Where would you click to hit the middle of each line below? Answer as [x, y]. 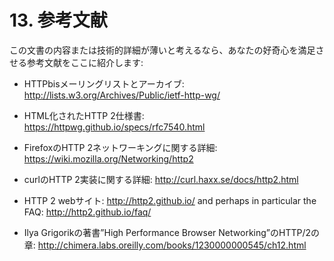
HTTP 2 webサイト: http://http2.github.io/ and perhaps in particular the [170, 200]
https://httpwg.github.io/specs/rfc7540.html [114, 127]
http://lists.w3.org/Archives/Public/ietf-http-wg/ [122, 95]
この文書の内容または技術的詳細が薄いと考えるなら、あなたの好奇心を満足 [162, 50]
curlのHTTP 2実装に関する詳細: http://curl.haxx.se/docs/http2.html [161, 179]
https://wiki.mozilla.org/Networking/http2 [108, 158]
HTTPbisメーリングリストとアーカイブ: [104, 83]
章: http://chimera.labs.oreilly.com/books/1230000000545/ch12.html [165, 245]
